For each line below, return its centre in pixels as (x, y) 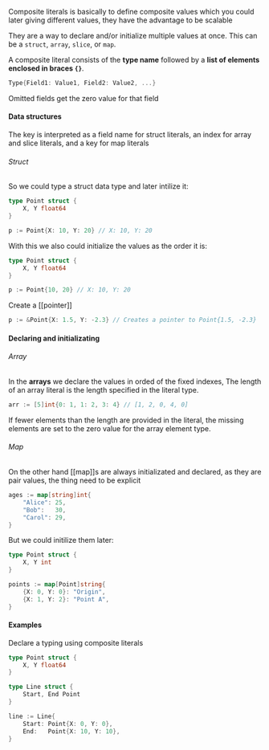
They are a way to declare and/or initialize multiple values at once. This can (133, 36)
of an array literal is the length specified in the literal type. (104, 389)
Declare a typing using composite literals (76, 642)
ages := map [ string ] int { (50, 495)
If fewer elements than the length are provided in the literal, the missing (126, 420)
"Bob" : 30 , (45, 510)
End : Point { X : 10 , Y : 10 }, (71, 731)
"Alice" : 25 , (45, 502)
